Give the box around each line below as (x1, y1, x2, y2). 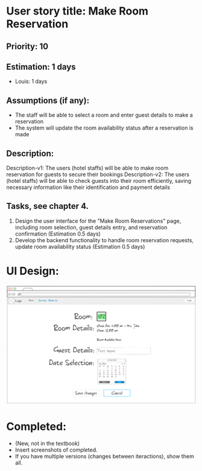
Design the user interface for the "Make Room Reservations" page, (14, 217, 181, 225)
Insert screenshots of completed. (14, 446, 98, 453)
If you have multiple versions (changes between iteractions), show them (14, 453, 194, 460)
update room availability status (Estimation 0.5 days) (14, 243, 145, 250)
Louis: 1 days (14, 77, 48, 85)
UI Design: (6, 265, 59, 278)
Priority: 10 (6, 41, 49, 51)
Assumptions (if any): (6, 95, 89, 105)
